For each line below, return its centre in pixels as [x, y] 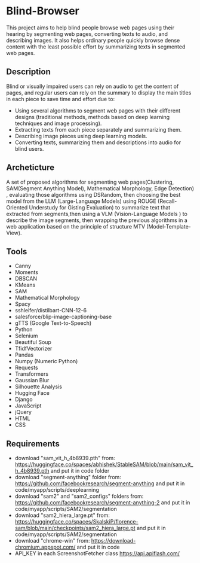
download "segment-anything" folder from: [68, 477]
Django [24, 400]
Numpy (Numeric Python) [46, 361]
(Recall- [167, 201]
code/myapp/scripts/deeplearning [57, 490]
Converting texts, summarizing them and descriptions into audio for [98, 142]
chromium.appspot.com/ [45, 547]
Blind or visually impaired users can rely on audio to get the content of [93, 86]
